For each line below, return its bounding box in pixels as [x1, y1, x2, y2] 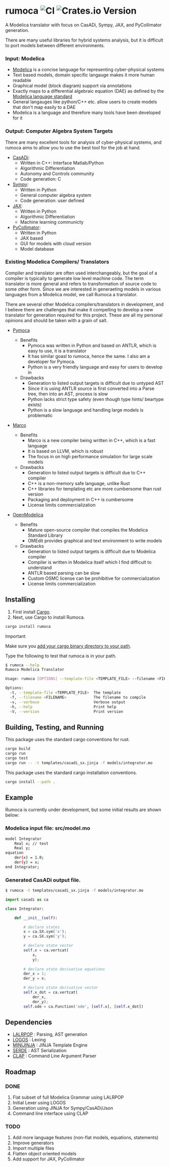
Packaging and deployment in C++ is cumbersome [27, 496, 134, 502]
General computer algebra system [20, 192, 92, 198]
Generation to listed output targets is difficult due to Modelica [27, 548, 156, 554]
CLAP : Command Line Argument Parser [12, 1053, 97, 1059]
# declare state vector [23, 943, 73, 948]
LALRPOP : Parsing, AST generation [12, 1031, 88, 1037]
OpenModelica [12, 511, 44, 517]
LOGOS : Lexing [12, 1037, 46, 1043]
